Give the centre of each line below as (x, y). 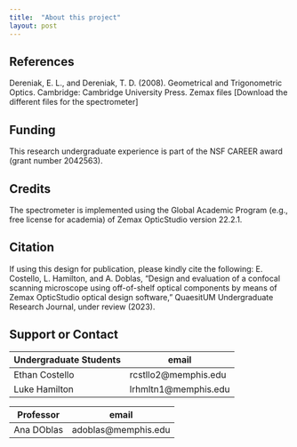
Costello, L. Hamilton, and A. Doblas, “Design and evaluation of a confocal (145, 278)
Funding (32, 130)
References (42, 62)
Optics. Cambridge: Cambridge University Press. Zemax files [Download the (148, 92)
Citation (32, 247)
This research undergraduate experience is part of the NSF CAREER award (146, 151)
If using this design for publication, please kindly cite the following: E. (136, 268)
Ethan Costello (44, 374)
